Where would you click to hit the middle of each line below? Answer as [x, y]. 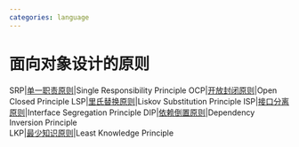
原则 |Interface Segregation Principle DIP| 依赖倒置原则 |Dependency [132, 112]
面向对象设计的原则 [80, 64]
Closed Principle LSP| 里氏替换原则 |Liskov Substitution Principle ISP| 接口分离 [149, 101]
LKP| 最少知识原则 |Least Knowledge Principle [92, 133]
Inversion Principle [43, 122]
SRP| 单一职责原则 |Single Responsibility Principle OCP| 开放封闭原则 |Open [143, 90]
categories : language [49, 17]
